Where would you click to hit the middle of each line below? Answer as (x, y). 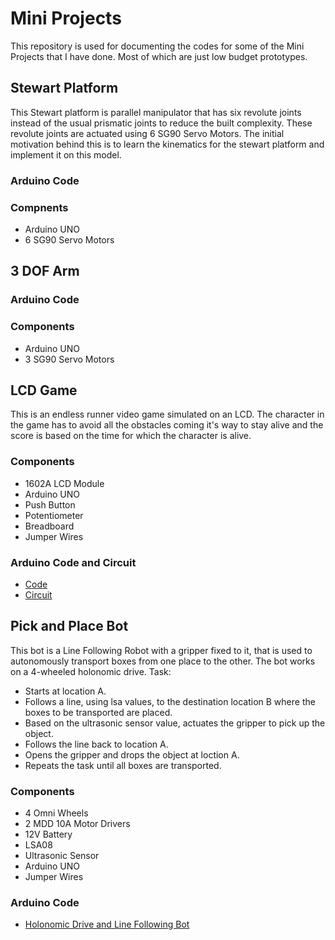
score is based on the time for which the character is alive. (131, 436)
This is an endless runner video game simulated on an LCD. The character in (167, 414)
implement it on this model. (66, 154)
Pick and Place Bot (69, 626)
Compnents (39, 207)
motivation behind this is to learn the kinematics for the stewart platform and (167, 144)
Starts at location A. (65, 691)
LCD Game (44, 390)
